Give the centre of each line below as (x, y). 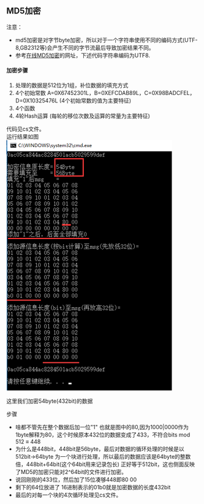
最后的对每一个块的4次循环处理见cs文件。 (68, 495)
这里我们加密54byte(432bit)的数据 (50, 401)
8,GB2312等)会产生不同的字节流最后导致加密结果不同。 (85, 47)
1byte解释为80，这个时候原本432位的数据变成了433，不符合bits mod (103, 435)
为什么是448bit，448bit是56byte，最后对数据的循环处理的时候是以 (100, 449)
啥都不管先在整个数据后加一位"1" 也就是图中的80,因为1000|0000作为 (102, 427)
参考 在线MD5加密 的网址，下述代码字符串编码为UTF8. (82, 55)
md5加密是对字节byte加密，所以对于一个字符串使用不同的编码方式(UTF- (106, 40)
